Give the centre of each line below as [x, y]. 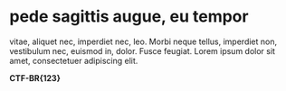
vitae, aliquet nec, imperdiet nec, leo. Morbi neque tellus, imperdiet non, [143, 41]
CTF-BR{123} [35, 77]
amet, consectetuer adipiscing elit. [74, 60]
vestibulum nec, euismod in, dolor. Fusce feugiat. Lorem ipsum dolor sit [143, 50]
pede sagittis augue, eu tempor [129, 17]
